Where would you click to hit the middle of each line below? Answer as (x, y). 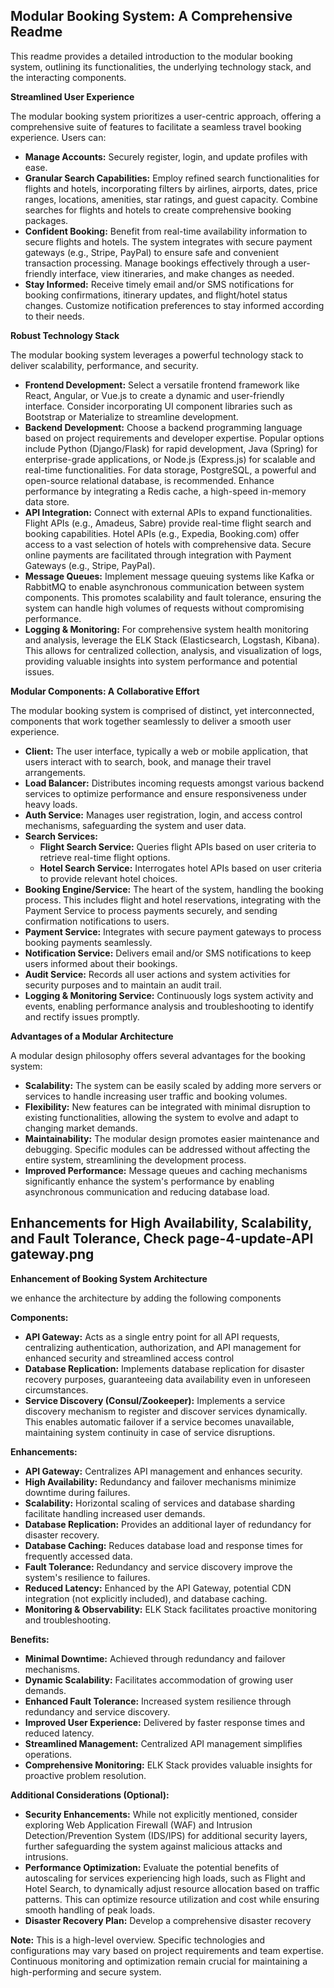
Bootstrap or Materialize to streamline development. (131, 416)
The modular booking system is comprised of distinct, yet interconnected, (162, 710)
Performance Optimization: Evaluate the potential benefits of (152, 1867)
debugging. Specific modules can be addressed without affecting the (167, 1149)
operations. (48, 1754)
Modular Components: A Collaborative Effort (105, 691)
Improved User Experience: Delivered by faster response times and (165, 1722)
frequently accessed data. (78, 1556)
